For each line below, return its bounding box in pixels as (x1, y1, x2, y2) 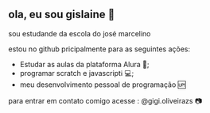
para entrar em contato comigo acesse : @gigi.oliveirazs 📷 (8, 96, 203, 105)
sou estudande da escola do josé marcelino (8, 28, 151, 38)
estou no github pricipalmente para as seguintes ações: (8, 44, 191, 54)
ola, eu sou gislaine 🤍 (8, 8, 115, 21)
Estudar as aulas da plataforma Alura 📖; (19, 59, 150, 69)
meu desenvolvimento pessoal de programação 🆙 (19, 80, 186, 89)
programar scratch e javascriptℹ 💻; (19, 68, 134, 77)
